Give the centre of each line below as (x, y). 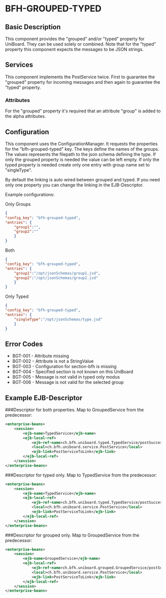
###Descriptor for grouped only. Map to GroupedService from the (72, 535)
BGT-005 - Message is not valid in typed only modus (66, 377)
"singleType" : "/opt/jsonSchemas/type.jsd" (58, 319)
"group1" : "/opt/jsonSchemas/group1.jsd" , (57, 273)
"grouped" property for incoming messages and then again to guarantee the (83, 82)
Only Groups (18, 204)
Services (19, 65)
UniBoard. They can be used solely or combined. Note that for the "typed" (81, 44)
